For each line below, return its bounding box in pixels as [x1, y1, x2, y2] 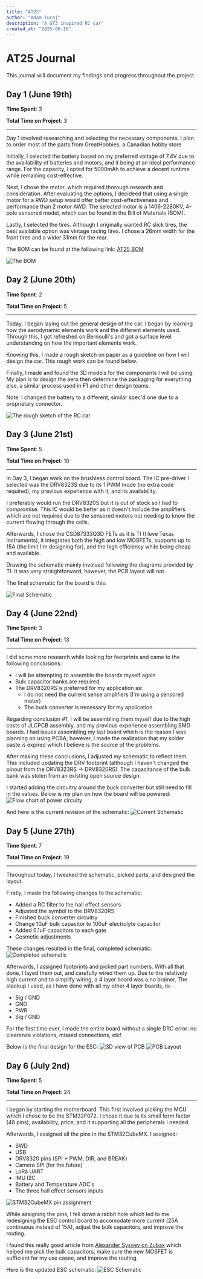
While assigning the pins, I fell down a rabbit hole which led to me [6, 1211, 170, 1218]
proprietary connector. [6, 400, 62, 407]
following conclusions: [6, 660, 62, 667]
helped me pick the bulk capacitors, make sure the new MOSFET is [6, 1248, 173, 1255]
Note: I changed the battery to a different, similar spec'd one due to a [6, 394, 178, 401]
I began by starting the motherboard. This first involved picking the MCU [6, 1106, 187, 1113]
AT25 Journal [6, 52, 76, 65]
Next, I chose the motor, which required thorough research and [6, 184, 163, 190]
